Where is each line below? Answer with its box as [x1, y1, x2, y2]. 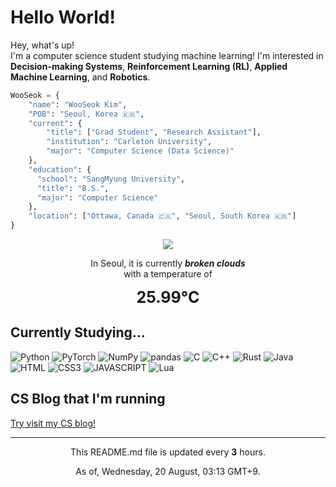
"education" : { [28, 164, 92, 175]
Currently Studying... [10, 324, 146, 341]
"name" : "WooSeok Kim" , [28, 99, 128, 110]
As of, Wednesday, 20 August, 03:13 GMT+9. [75, 465, 261, 477]
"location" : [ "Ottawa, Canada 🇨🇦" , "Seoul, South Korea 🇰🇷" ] [28, 211, 297, 221]
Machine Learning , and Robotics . [10, 71, 151, 83]
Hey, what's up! [10, 39, 75, 51]
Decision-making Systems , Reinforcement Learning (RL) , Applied [10, 60, 288, 72]
